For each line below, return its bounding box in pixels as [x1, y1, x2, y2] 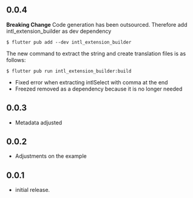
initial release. [15, 186, 50, 194]
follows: [6, 56, 26, 63]
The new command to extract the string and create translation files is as [6, 50, 186, 57]
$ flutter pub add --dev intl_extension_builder [6, 39, 132, 45]
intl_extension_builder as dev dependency [6, 27, 112, 35]
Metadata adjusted [15, 118, 63, 126]
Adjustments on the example [15, 152, 87, 160]
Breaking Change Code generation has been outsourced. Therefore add [6, 21, 188, 28]
